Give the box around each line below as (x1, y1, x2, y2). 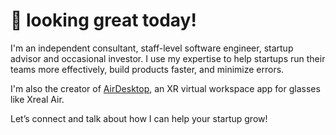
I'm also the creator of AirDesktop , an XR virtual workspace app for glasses (10, 82, 321, 94)
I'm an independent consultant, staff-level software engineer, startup (10, 42, 294, 54)
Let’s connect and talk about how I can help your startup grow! (10, 112, 268, 124)
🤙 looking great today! (10, 9, 197, 32)
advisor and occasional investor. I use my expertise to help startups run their (10, 52, 326, 64)
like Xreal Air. (10, 93, 65, 105)
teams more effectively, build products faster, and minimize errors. (10, 63, 285, 75)
